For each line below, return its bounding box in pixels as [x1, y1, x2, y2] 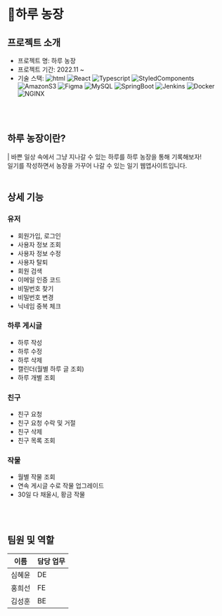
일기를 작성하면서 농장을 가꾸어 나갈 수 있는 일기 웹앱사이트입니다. [7, 161, 188, 169]
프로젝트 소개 [7, 37, 61, 48]
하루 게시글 [7, 321, 43, 331]
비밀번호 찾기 [17, 284, 54, 292]
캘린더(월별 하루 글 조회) [17, 365, 84, 373]
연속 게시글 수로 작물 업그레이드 [17, 482, 104, 490]
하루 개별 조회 [17, 373, 55, 381]
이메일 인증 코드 [17, 275, 61, 284]
